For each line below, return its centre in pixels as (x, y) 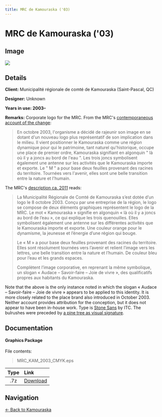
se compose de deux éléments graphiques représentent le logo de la (85, 208)
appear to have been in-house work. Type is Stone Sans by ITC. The (73, 308)
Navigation (22, 398)
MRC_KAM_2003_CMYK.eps (45, 361)
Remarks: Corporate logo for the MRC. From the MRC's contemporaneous (79, 118)
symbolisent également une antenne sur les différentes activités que (85, 223)
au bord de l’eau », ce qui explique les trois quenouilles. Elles (77, 218)
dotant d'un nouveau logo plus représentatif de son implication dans (85, 137)
